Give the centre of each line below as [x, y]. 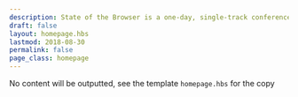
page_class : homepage [49, 58]
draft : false [33, 26]
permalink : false [41, 50]
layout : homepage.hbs [49, 34]
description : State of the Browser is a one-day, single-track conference [150, 17]
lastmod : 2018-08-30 [47, 42]
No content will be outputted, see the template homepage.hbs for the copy [142, 83]
